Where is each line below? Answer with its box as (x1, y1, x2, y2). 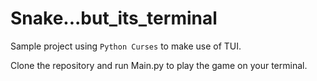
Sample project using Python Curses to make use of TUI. (10, 40, 242, 52)
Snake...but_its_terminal (10, 7, 218, 30)
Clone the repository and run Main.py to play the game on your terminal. (10, 59, 308, 71)
